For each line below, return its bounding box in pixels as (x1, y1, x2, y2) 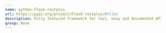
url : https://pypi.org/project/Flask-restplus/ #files (5, 12, 119, 16)
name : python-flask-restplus (5, 7, 65, 12)
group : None (5, 20, 30, 26)
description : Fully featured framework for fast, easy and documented (5, 16, 154, 21)
